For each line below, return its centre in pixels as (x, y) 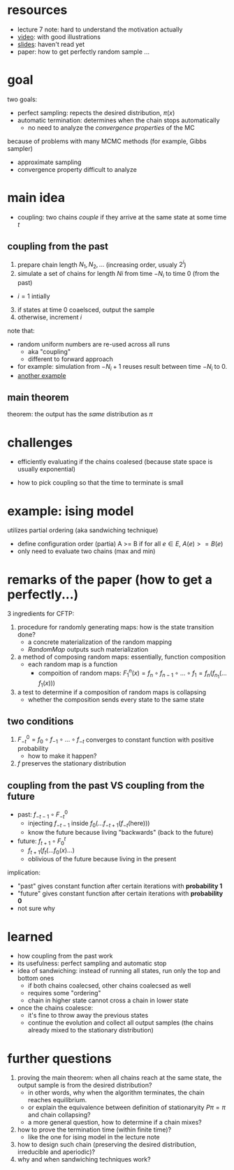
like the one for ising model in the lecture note (94, 1137)
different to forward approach (71, 359)
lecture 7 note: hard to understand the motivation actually (100, 29)
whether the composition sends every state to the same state (116, 699)
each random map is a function (73, 664)
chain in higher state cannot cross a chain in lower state (108, 1000)
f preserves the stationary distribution (72, 763)
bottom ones (36, 978)
